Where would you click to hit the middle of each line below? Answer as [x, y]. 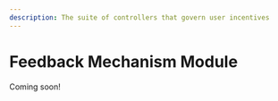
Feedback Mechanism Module [124, 61]
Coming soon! [35, 87]
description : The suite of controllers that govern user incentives [139, 17]
